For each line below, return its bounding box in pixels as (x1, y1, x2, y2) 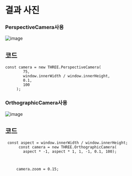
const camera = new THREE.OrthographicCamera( (18, 145, 117, 150)
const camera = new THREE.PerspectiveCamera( (5, 65, 101, 70)
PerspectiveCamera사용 (5, 24, 64, 31)
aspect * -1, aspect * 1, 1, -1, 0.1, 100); (23, 149, 117, 154)
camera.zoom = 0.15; (16, 166, 59, 172)
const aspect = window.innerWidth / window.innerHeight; (7, 140, 128, 145)
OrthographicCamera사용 (5, 99, 67, 106)
